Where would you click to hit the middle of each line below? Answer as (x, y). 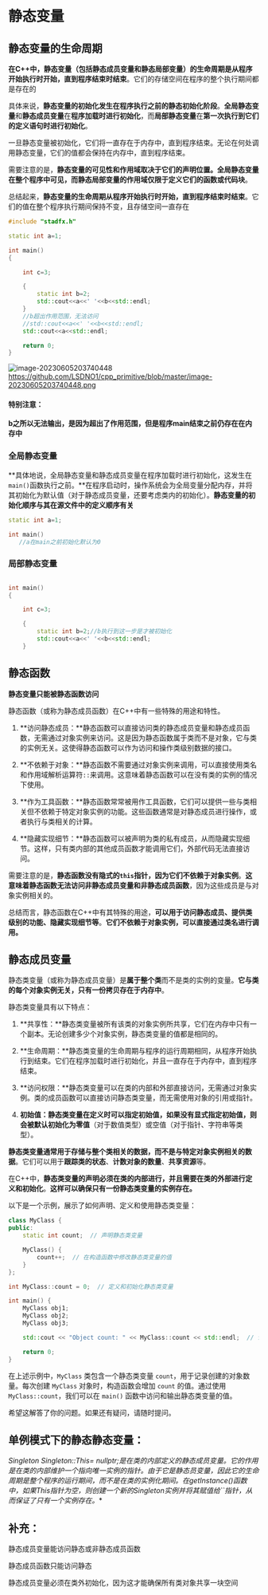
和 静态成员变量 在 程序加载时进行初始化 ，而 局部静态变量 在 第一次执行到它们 (137, 116)
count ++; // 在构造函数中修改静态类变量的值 (105, 1257)
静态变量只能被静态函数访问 (54, 694)
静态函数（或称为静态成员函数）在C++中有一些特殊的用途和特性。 (117, 711)
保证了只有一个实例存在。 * (59, 1501)
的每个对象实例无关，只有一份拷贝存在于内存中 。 (88, 990)
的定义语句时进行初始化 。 (50, 126)
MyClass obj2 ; (46, 1316)
